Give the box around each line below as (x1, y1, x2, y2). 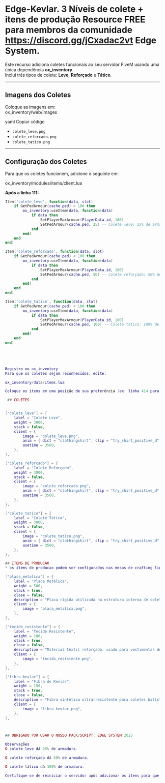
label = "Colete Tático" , (14, 515, 67, 520)
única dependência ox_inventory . (5, 66, 74, 72)
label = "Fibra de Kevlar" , (14, 679, 71, 684)
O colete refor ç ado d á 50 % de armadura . (5, 755, 89, 760)
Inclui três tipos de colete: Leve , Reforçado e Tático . (5, 72, 112, 78)
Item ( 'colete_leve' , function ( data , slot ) (5, 199, 93, 204)
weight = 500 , (14, 583, 43, 588)
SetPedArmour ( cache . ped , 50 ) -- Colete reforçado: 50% (40, 272, 155, 277)
